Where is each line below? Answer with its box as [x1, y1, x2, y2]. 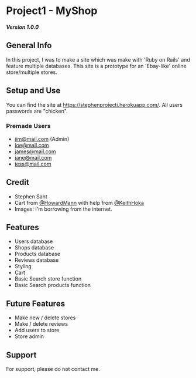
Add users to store [14, 327, 60, 334]
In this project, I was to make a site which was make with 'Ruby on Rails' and [6, 56, 190, 63]
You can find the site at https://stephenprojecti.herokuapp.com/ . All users [6, 101, 183, 108]
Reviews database [14, 256, 59, 264]
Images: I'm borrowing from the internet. [14, 205, 112, 212]
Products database [14, 251, 60, 258]
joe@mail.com [14, 141, 49, 148]
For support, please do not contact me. [6, 366, 101, 373]
